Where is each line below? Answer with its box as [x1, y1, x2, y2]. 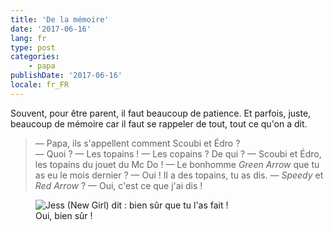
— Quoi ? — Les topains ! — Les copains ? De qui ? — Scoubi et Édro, [34, 147, 322, 160]
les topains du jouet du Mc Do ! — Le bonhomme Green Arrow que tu [34, 158, 320, 170]
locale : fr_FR [10, 80, 70, 90]
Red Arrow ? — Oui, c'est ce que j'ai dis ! [34, 179, 203, 191]
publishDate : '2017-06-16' [10, 71, 123, 81]
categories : [10, 52, 60, 62]
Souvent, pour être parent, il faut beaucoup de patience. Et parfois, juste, [10, 107, 312, 119]
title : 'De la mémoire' [10, 14, 110, 25]
